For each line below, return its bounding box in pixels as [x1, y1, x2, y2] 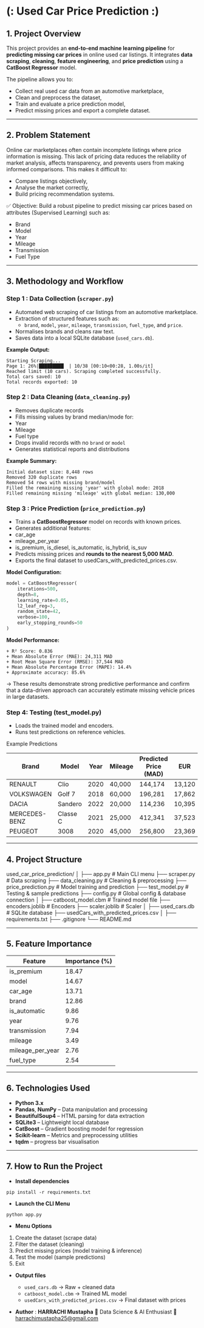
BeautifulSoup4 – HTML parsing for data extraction [15, 1112, 144, 1119]
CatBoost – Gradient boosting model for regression [15, 1125, 144, 1132]
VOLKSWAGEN [9, 790, 52, 798]
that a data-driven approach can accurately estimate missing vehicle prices [6, 686, 195, 694]
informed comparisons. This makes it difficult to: [6, 165, 127, 173]
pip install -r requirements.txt [6, 1189, 91, 1195]
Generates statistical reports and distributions [15, 445, 130, 453]
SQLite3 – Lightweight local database [15, 1118, 109, 1126]
